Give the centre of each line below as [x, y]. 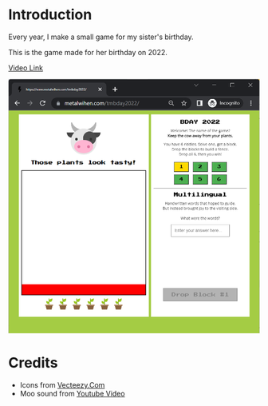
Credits [33, 363]
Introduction [50, 15]
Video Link [26, 68]
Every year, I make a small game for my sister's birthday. [101, 37]
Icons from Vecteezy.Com [62, 385]
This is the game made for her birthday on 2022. [88, 52]
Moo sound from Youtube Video [72, 394]
